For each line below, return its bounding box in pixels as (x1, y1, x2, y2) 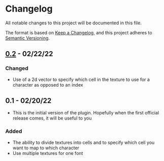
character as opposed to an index (12, 82, 83, 88)
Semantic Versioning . (5, 35, 50, 41)
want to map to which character (12, 145, 80, 151)
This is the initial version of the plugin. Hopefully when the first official (12, 110, 159, 116)
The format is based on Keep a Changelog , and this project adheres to (5, 29, 152, 35)
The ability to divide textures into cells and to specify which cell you (12, 139, 155, 145)
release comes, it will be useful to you (12, 115, 92, 122)
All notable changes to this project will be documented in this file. (5, 20, 142, 26)
